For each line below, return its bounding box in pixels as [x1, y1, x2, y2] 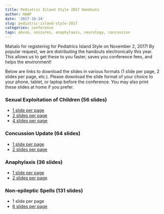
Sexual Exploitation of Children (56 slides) [5, 96, 107, 103]
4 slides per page [12, 118, 48, 124]
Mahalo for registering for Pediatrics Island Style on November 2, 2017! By [5, 44, 155, 49]
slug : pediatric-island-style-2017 [5, 21, 78, 26]
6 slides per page [12, 204, 47, 210]
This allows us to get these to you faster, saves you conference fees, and [5, 54, 153, 59]
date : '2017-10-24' [5, 16, 45, 21]
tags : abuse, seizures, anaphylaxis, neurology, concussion [5, 30, 131, 35]
